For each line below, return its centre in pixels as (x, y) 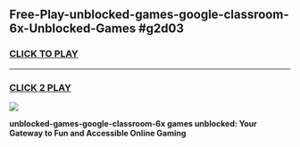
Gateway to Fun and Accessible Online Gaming (98, 133)
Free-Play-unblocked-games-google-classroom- (149, 15)
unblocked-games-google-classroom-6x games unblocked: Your (133, 123)
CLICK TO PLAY (44, 54)
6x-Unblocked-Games (73, 29)
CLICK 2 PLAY (40, 87)
